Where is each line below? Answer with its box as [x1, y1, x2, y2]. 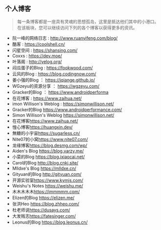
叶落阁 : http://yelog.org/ [12, 58, 62, 65]
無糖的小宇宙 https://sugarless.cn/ [12, 130, 80, 136]
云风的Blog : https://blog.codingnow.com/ [12, 70, 96, 77]
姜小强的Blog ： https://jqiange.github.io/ [12, 77, 95, 83]
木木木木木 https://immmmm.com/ [12, 188, 80, 194]
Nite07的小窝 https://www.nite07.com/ [12, 136, 88, 142]
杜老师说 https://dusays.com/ [12, 207, 70, 213]
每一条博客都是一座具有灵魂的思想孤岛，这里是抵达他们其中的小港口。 [17, 19, 159, 24]
